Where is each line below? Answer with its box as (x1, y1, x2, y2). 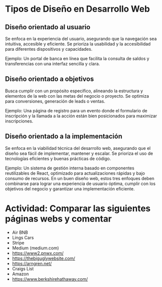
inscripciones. (5, 118, 34, 124)
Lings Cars (12, 234, 34, 240)
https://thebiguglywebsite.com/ (12, 255, 75, 261)
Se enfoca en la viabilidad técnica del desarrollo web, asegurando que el (5, 145, 151, 151)
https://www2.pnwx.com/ (12, 250, 64, 256)
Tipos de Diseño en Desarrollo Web (5, 3, 150, 15)
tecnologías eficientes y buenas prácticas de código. (5, 155, 111, 162)
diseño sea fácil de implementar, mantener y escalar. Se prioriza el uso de (5, 150, 153, 156)
